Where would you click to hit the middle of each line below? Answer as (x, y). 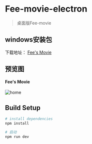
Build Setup (23, 108)
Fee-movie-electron (46, 9)
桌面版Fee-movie (34, 23)
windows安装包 (29, 40)
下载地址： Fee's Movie (28, 52)
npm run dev (17, 137)
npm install (17, 124)
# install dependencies (29, 119)
